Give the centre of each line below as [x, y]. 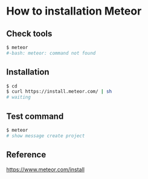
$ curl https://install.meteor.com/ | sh [59, 92]
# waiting [19, 97]
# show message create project [46, 136]
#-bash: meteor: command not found [51, 53]
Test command [35, 116]
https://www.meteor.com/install [45, 169]
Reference [26, 155]
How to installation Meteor [74, 11]
